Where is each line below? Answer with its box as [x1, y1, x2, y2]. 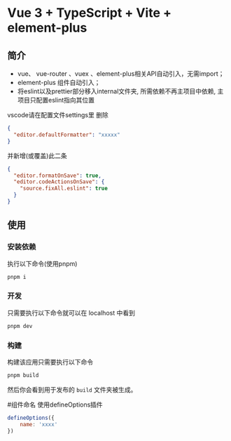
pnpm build [7, 371, 39, 379]
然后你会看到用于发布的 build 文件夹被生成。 [7, 385, 137, 394]
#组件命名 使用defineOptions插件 [7, 400, 103, 409]
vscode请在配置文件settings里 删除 [7, 111, 108, 119]
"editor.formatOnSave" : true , [13, 172, 101, 179]
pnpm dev [7, 322, 33, 329]
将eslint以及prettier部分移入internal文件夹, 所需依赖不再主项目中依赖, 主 [17, 87, 224, 96]
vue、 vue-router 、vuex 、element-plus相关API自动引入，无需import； [17, 70, 225, 78]
